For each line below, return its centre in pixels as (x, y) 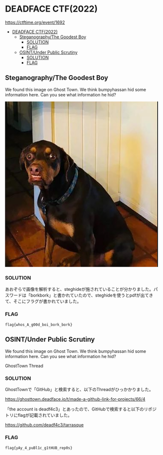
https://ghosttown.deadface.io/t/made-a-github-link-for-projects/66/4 (75, 399)
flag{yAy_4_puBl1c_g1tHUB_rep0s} (39, 448)
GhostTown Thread (24, 366)
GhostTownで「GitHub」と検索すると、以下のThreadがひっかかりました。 (79, 390)
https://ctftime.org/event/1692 (35, 22)
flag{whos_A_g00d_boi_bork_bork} (39, 325)
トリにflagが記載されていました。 (39, 415)
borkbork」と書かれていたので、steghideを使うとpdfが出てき (92, 295)
